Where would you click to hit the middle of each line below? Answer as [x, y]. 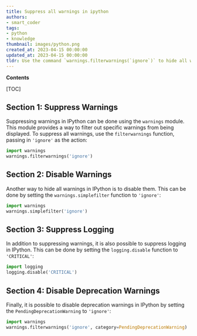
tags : [13, 28]
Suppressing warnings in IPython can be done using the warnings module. [95, 122]
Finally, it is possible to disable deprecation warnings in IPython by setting [95, 305]
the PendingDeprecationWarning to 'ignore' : [59, 311]
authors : [17, 17]
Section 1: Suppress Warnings [62, 107]
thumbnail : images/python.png [43, 45]
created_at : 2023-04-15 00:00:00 [47, 50]
